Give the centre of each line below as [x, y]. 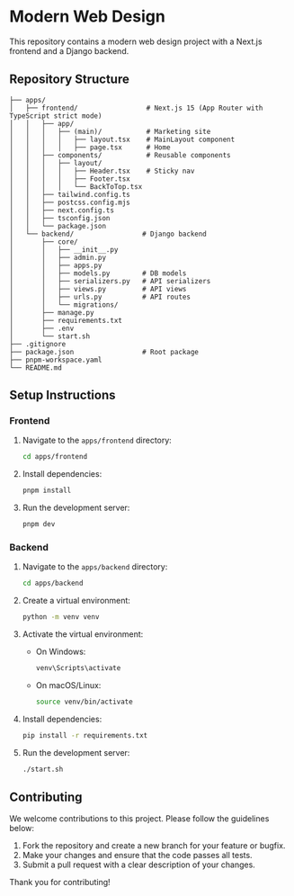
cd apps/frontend [55, 457]
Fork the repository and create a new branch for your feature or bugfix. [154, 846]
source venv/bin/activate [84, 702]
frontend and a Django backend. [69, 50]
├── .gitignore [38, 344]
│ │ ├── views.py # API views [98, 289]
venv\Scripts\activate [78, 668]
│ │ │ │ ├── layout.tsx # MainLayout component [122, 139]
